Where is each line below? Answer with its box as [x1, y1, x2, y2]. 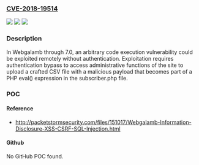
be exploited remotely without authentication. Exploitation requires [6, 55, 174, 62]
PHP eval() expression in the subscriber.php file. [6, 74, 129, 82]
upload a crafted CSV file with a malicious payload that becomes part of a [6, 67, 193, 75]
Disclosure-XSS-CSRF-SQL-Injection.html [15, 125, 121, 132]
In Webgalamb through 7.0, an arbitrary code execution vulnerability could [6, 48, 193, 56]
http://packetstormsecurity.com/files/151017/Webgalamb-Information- [15, 118, 192, 126]
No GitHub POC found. [6, 152, 64, 160]
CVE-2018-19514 [6, 4, 58, 13]
